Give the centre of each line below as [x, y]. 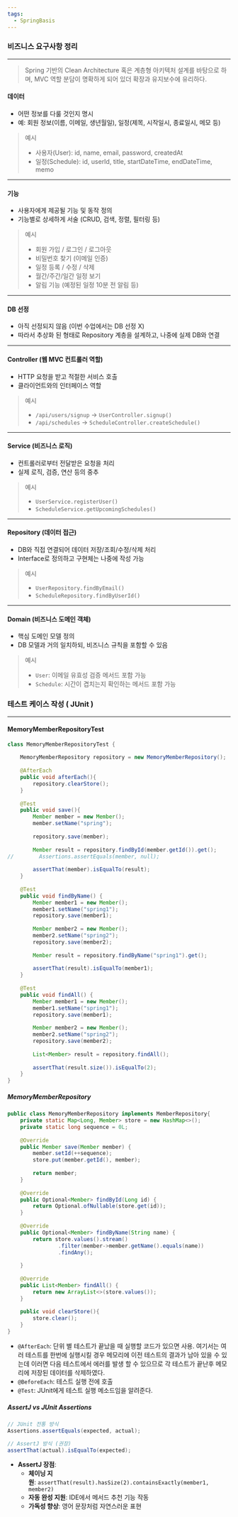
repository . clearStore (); [71, 784]
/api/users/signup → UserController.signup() [103, 414]
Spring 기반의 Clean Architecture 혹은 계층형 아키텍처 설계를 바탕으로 [122, 70]
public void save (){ [50, 810]
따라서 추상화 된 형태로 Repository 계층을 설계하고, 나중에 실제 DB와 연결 [119, 335]
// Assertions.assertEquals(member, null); [84, 856]
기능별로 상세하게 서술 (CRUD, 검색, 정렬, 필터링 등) [89, 219]
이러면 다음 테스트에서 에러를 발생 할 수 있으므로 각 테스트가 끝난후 [123, 1364]
